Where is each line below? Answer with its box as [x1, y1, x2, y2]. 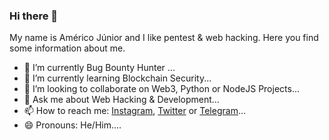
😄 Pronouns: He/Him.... [23, 119, 122, 131]
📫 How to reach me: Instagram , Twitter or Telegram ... [23, 105, 247, 117]
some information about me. [9, 42, 126, 54]
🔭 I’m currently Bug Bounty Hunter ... [23, 62, 176, 74]
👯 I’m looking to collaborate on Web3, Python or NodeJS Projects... [23, 83, 300, 95]
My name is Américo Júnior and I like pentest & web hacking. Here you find [9, 32, 319, 44]
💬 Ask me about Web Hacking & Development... [23, 94, 220, 106]
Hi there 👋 [9, 9, 59, 23]
